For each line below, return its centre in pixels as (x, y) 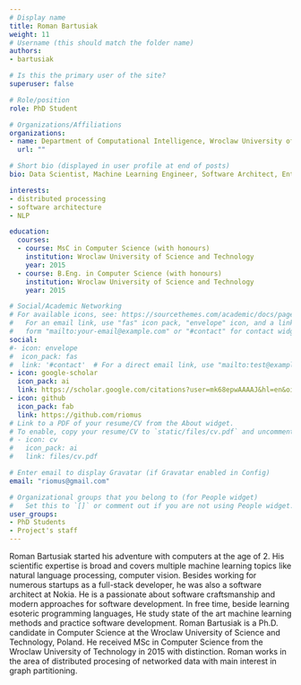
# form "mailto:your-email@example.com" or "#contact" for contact (142, 331)
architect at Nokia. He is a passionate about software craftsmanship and (142, 594)
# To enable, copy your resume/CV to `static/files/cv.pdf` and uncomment (152, 432)
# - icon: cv (34, 440)
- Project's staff (43, 531)
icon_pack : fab (46, 406)
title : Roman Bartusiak (54, 26)
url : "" (32, 150)
